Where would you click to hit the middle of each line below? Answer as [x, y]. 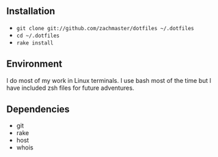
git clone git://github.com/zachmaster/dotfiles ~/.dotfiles [105, 28]
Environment [35, 64]
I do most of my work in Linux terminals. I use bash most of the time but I [109, 80]
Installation [31, 11]
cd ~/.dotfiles [38, 36]
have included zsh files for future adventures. [70, 88]
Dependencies [38, 109]
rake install [35, 43]
